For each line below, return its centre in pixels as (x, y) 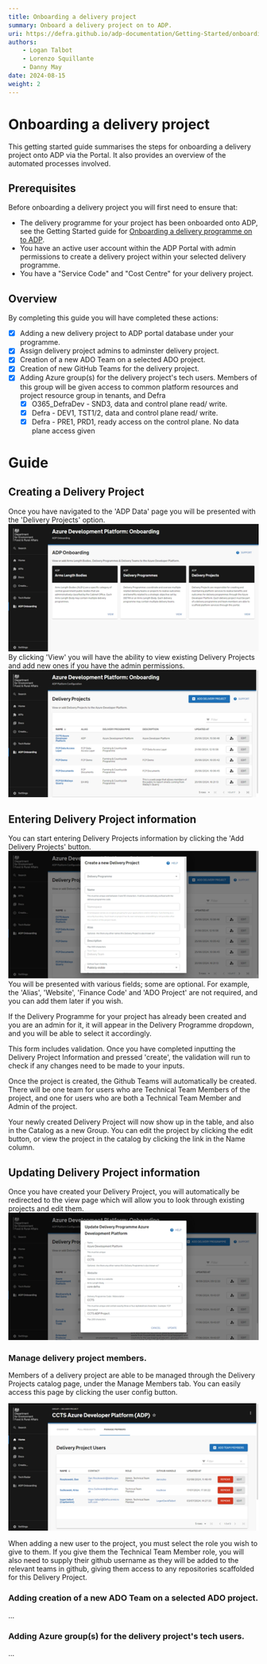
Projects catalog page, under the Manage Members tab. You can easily (124, 1384)
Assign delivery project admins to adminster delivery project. (119, 351)
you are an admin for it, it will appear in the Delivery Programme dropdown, (131, 1025)
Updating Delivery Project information (104, 1172)
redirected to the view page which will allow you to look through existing (126, 1200)
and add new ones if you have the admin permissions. (97, 666)
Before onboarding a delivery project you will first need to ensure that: (123, 208)
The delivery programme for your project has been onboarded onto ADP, (139, 223)
